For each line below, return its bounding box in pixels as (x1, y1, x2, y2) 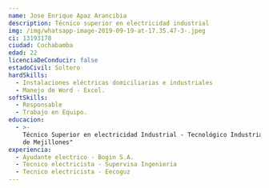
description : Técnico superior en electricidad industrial (8, 19, 210, 27)
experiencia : (8, 146, 52, 154)
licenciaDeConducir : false (8, 57, 98, 65)
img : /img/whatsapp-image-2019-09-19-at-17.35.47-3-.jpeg (8, 26, 206, 34)
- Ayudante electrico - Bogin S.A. (15, 153, 134, 161)
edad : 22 (8, 49, 38, 57)
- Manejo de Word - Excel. (15, 86, 106, 94)
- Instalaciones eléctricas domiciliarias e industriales (15, 78, 214, 86)
